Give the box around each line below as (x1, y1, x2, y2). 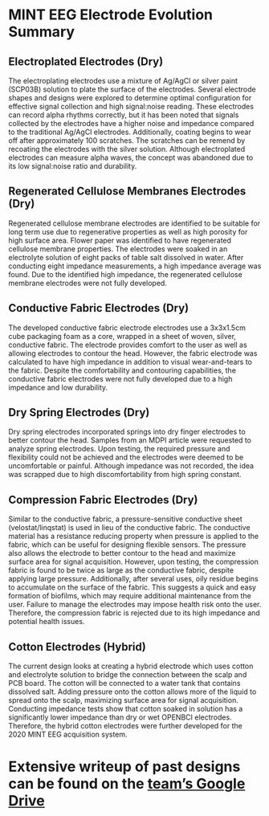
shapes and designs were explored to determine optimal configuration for (8, 93, 252, 102)
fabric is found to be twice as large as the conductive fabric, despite (8, 565, 234, 575)
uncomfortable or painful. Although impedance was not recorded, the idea (8, 461, 255, 471)
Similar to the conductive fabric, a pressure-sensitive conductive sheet (8, 514, 243, 524)
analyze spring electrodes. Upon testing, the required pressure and (8, 444, 230, 454)
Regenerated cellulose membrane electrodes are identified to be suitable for (8, 218, 261, 228)
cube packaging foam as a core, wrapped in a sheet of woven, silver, (8, 331, 237, 341)
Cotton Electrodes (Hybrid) (8, 640, 146, 654)
